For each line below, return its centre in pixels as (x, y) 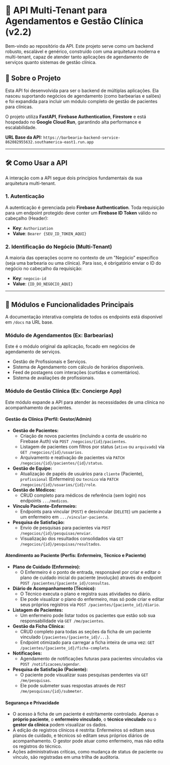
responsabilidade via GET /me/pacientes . (62, 621)
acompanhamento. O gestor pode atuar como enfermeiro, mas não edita (88, 741)
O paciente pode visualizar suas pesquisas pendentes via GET (84, 675)
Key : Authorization (33, 228)
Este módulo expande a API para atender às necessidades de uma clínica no (85, 402)
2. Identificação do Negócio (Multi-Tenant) (59, 247)
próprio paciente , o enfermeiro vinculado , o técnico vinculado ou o (84, 719)
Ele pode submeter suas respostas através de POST (73, 685)
